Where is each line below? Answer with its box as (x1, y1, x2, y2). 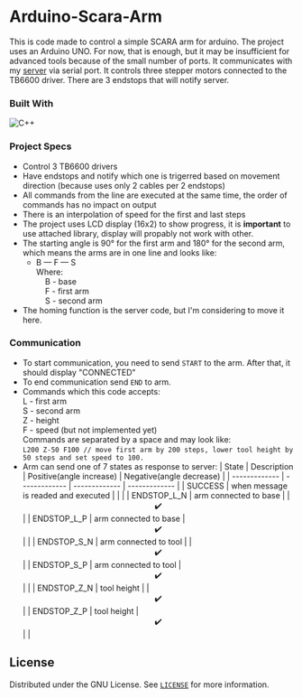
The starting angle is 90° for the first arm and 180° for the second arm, (22, 237, 286, 248)
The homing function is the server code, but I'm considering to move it (22, 304, 285, 315)
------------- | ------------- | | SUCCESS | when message (73, 480, 288, 491)
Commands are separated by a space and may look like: (22, 433, 232, 444)
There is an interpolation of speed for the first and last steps (22, 209, 246, 219)
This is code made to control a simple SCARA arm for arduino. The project (9, 36, 284, 47)
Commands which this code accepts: (22, 386, 160, 396)
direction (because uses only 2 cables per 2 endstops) (22, 180, 225, 191)
